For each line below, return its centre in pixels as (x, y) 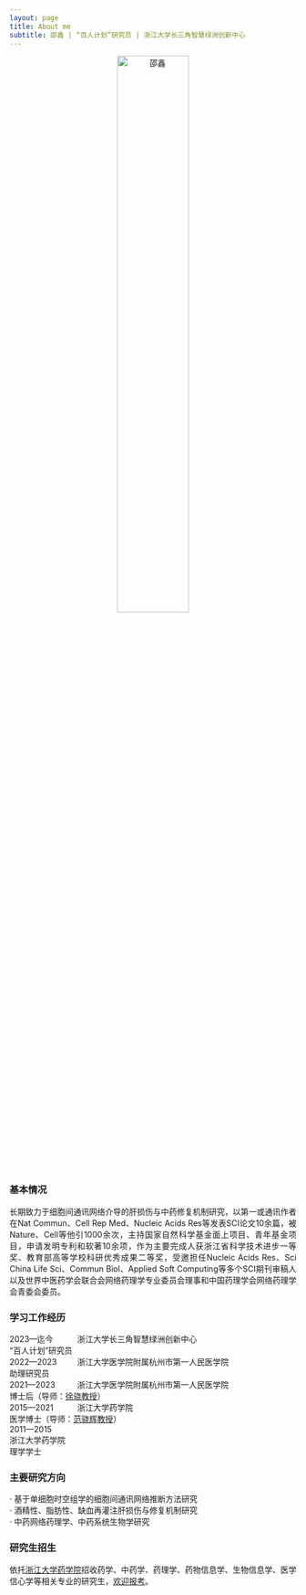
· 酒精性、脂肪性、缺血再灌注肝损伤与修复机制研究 (103, 1510)
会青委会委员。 (37, 1291)
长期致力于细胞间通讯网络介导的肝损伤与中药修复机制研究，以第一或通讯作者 (153, 1211)
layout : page (34, 18)
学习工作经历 (38, 1317)
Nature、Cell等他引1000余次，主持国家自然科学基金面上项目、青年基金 (149, 1234)
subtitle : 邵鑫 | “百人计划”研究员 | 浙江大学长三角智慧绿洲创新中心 (127, 35)
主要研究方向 (38, 1477)
